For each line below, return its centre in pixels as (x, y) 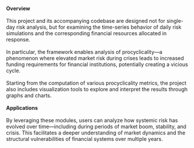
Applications (22, 108)
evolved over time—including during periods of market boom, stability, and (96, 126)
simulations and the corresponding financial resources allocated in (86, 33)
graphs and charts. (29, 95)
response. (18, 39)
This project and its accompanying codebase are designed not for (86, 21)
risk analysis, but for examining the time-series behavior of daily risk (99, 27)
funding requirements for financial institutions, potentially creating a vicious (97, 64)
